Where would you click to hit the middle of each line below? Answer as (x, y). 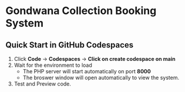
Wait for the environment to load (53, 65)
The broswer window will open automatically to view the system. (101, 78)
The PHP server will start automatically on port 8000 (87, 71)
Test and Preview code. (43, 84)
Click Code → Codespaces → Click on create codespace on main (95, 59)
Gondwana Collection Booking (81, 11)
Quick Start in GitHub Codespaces (70, 45)
